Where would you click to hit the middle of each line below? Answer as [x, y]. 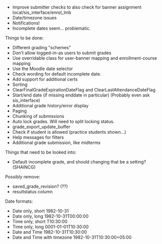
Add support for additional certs [45, 79]
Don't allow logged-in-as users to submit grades [62, 53]
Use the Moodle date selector [43, 69]
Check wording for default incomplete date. [57, 74]
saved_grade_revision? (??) [40, 186]
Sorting [20, 84]
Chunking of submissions [38, 116]
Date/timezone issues [34, 18]
